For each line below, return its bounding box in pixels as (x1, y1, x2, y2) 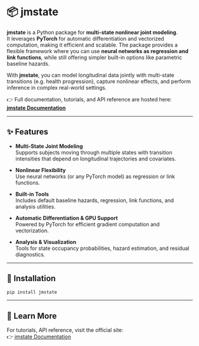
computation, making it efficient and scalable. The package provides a (6, 41, 178, 48)
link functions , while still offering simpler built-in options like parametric (6, 54, 182, 61)
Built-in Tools (15, 190, 49, 197)
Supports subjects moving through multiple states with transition (15, 149, 173, 156)
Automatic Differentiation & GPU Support (15, 214, 118, 222)
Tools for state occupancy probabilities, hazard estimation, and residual (15, 245, 190, 252)
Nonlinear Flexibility (15, 166, 66, 173)
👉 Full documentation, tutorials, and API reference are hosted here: (6, 95, 172, 103)
